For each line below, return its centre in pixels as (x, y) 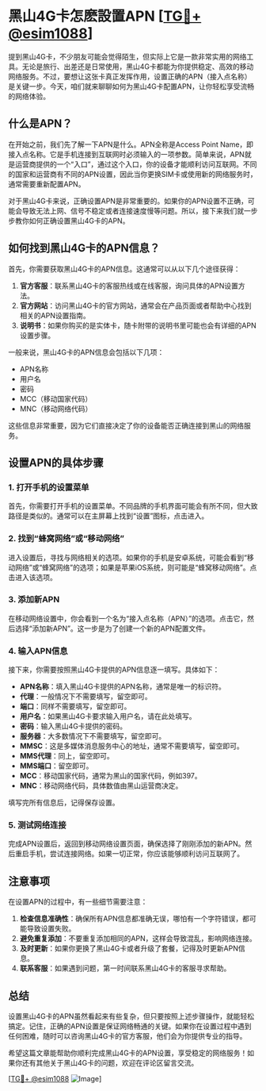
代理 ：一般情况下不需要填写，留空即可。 (85, 697)
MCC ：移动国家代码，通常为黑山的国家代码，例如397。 (110, 776)
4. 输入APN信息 (38, 651)
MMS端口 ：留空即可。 (56, 766)
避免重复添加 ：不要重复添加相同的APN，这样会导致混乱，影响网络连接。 (138, 939)
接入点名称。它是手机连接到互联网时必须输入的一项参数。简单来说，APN (127, 154)
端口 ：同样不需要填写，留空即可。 (75, 706)
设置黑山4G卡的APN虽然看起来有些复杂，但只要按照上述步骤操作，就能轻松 (131, 1016)
